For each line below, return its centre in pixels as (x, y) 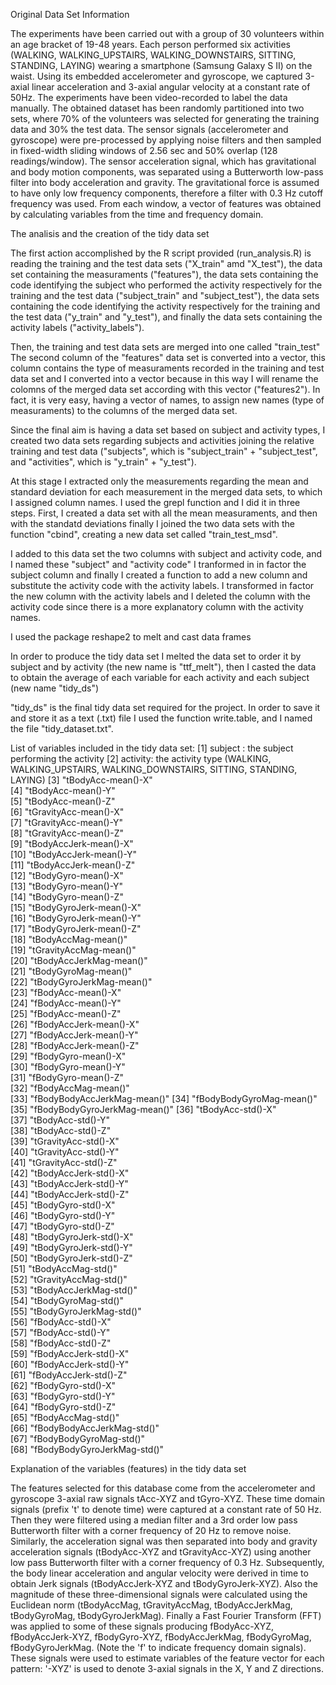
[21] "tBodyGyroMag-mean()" (71, 971)
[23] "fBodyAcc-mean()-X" (66, 992)
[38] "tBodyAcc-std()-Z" (61, 1130)
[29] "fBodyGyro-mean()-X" (68, 1056)
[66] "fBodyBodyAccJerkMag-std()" (85, 1428)
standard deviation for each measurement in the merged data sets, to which (166, 492)
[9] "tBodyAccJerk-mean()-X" (72, 843)
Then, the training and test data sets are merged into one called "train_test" (165, 347)
